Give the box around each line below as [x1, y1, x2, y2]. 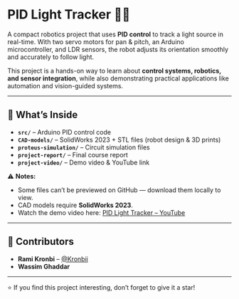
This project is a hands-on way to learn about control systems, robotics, [7, 66, 222, 75]
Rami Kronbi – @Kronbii [17, 254, 89, 263]
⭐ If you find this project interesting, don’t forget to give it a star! [7, 283, 196, 291]
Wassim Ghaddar [17, 262, 70, 271]
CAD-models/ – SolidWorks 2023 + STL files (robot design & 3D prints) [17, 135, 221, 144]
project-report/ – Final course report [17, 150, 128, 159]
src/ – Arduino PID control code [17, 127, 112, 136]
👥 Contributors [7, 236, 75, 248]
